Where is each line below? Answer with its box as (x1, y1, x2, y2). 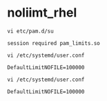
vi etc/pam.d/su (7, 28, 54, 35)
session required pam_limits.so (7, 39, 100, 46)
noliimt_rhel (7, 5, 77, 21)
